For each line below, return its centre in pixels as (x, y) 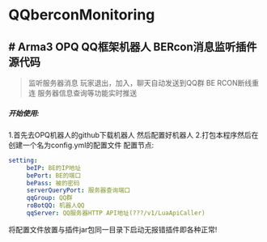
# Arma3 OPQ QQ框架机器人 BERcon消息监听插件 (133, 47)
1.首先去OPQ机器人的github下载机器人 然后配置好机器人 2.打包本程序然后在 (133, 134)
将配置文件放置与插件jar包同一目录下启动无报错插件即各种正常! (113, 229)
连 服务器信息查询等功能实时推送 (83, 93)
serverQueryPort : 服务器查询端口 (78, 191)
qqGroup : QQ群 (49, 198)
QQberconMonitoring (82, 15)
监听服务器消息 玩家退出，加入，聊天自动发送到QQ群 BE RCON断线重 (144, 83)
